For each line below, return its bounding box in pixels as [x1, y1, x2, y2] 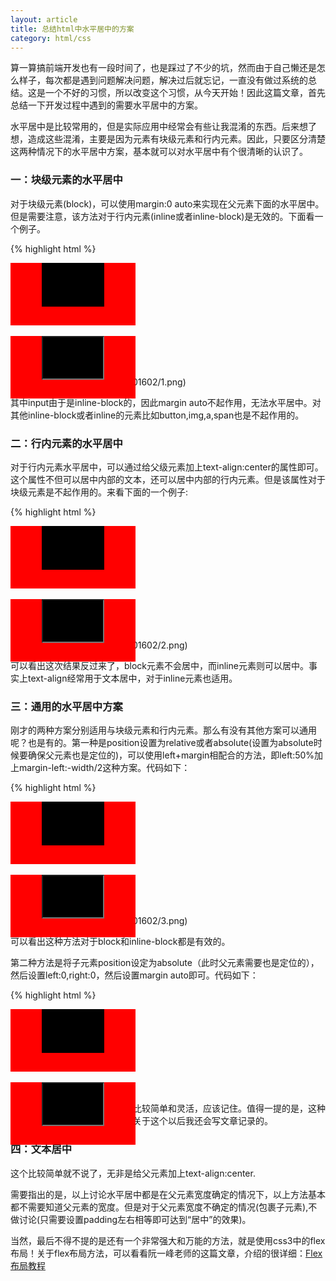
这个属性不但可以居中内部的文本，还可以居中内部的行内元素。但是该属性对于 [10, 473, 326, 485]
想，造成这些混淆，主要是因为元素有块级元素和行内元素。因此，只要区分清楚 [10, 133, 326, 145]
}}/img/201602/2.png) [98, 639, 188, 651]
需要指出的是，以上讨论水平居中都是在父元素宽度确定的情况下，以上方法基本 [10, 1188, 326, 1200]
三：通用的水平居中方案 [10, 699, 123, 713]
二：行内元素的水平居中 [10, 436, 123, 450]
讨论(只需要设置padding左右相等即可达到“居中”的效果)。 [18, 1213, 252, 1225]
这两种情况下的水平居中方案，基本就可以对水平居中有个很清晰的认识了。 [10, 146, 308, 158]
